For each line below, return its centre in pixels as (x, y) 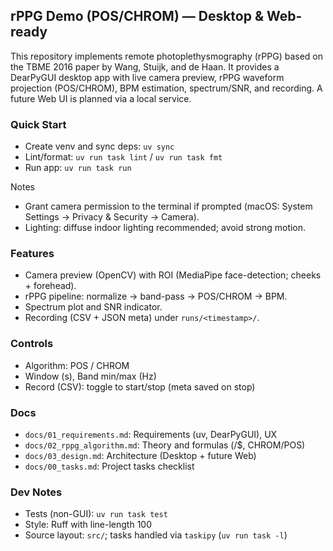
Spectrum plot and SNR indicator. (93, 307)
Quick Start (38, 124)
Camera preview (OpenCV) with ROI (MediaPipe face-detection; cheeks (173, 275)
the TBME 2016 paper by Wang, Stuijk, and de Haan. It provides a (145, 66)
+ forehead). (50, 286)
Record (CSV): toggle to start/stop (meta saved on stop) (140, 386)
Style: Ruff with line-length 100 (88, 525)
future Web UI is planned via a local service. (101, 98)
